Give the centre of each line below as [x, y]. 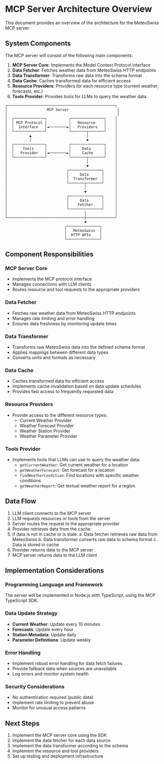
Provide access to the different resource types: [60, 415]
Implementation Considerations [55, 571]
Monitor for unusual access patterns [49, 708]
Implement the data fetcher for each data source [61, 740]
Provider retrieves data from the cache [51, 529]
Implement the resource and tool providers [55, 751]
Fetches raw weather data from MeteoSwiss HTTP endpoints [74, 313]
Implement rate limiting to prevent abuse [53, 703]
